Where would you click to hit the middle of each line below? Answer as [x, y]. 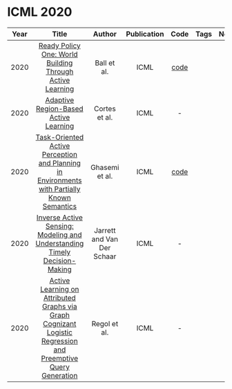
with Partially [60, 189]
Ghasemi [105, 167]
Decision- [60, 260]
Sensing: [59, 226]
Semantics [60, 206]
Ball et [105, 63]
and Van [105, 239]
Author [105, 34]
